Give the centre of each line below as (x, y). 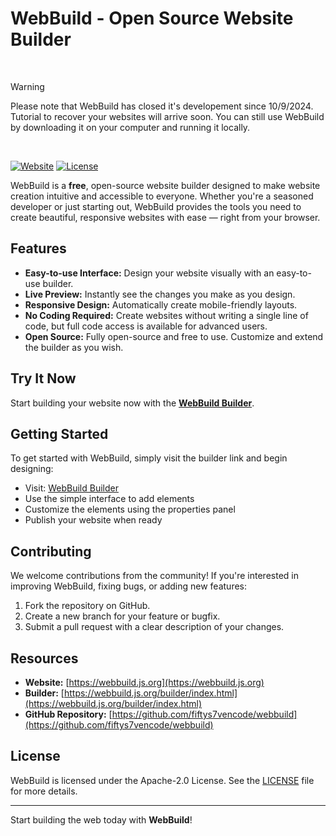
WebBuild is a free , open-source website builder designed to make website (165, 185)
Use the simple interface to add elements (109, 499)
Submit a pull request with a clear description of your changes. (154, 627)
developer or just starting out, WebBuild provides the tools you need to (156, 206)
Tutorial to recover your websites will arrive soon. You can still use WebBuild (167, 116)
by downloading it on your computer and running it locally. (130, 127)
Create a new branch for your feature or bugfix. (122, 616)
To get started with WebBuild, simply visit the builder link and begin (149, 458)
